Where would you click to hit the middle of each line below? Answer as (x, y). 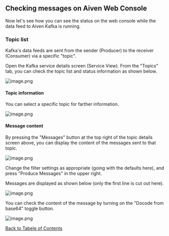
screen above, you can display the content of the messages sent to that (81, 143)
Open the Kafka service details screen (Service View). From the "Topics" (82, 66)
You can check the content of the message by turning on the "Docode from (84, 203)
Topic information (25, 93)
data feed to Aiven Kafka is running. (43, 26)
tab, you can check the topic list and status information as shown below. (81, 72)
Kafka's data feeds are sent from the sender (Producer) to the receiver (80, 51)
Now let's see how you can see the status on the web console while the (81, 20)
